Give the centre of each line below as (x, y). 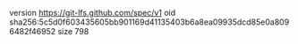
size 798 (73, 31)
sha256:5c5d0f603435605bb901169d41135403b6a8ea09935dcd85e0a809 (149, 22)
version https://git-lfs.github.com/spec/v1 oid (93, 13)
